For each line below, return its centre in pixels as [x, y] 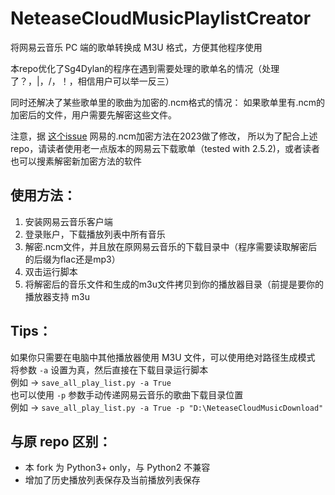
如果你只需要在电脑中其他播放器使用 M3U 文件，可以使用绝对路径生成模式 [163, 357]
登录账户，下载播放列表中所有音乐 [95, 234]
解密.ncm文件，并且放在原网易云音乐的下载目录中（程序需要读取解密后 [171, 246]
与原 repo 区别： [61, 441]
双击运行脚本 [51, 271]
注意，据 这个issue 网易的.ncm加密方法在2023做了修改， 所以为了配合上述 [164, 136]
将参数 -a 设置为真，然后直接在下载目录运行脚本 [109, 369]
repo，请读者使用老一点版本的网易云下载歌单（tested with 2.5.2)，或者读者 [165, 148]
